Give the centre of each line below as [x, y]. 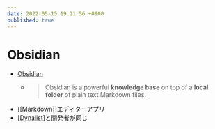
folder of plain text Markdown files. [95, 95]
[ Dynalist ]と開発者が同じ [53, 118]
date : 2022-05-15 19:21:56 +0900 [56, 14]
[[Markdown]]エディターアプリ [61, 109]
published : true [31, 20]
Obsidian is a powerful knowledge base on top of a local [127, 87]
